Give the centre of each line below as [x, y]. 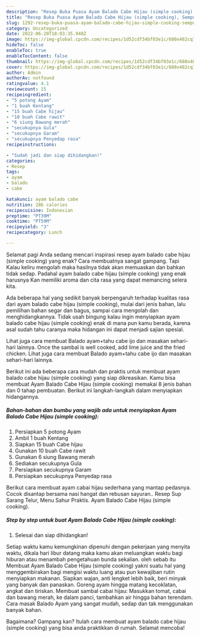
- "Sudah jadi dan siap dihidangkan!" [54, 155]
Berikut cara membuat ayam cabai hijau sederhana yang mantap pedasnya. [99, 487]
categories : [21, 161]
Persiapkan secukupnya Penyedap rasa [63, 476]
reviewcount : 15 [26, 89]
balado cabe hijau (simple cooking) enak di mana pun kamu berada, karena [98, 323]
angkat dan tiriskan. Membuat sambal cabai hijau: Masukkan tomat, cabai [96, 591]
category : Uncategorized [37, 28]
